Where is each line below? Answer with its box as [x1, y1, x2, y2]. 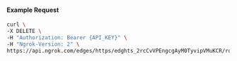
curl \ [6, 21, 26, 28]
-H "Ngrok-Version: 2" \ [6, 41, 80, 48]
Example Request [6, 6, 59, 14]
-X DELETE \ [6, 28, 42, 35]
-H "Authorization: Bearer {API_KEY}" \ [6, 34, 128, 41]
